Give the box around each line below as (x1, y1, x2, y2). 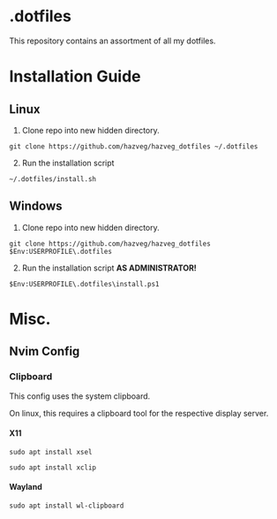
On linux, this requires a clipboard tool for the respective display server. (9, 408, 269, 418)
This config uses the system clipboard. (9, 391, 151, 401)
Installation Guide (9, 66, 141, 87)
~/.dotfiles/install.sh (9, 174, 97, 183)
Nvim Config (9, 344, 80, 359)
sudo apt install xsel (9, 447, 93, 456)
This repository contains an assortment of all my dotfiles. (9, 35, 216, 46)
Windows (9, 199, 63, 214)
